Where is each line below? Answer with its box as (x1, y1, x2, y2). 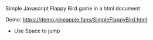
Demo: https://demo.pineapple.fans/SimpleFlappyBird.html (5, 16, 148, 23)
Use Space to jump (13, 27, 60, 34)
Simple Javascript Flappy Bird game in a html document (5, 5, 140, 12)
